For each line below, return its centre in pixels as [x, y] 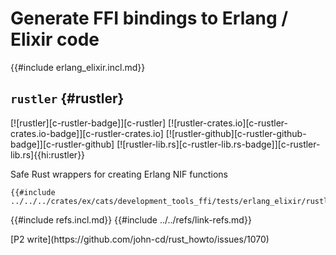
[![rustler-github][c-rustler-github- [236, 133]
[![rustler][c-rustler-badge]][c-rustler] [88, 123]
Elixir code [55, 39]
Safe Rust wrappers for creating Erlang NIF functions [119, 174]
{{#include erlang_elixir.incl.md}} [78, 67]
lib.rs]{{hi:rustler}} [48, 154]
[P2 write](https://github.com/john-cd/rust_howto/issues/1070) [140, 239]
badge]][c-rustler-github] [62, 144]
